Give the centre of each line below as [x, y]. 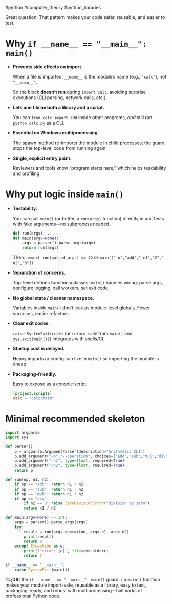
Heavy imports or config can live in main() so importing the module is [86, 359]
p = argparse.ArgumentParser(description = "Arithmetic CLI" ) [80, 451]
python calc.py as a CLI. [39, 123]
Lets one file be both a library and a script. [59, 107]
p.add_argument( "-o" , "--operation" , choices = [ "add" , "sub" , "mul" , [86, 456]
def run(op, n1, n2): [28, 480]
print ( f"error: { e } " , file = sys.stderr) [66, 551]
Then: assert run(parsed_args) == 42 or [56, 257]
